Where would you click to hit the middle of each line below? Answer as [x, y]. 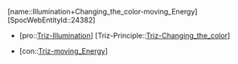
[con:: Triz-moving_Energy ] [64, 51]
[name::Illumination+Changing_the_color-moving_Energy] [103, 12]
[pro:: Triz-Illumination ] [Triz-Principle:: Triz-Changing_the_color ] [125, 36]
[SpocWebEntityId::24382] [51, 20]
